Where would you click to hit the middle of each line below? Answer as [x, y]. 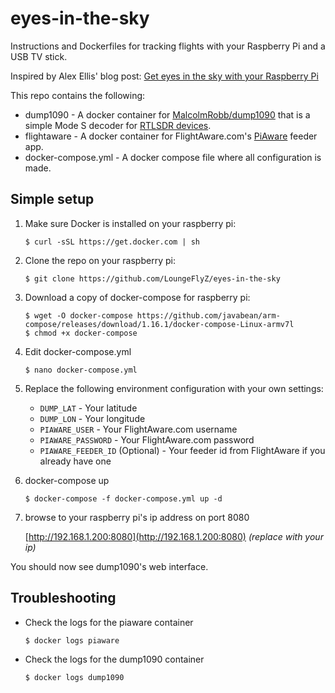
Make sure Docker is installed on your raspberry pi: [130, 223]
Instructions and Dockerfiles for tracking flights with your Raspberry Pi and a [168, 46]
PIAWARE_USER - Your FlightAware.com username [138, 429]
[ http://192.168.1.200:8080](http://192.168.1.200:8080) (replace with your [174, 536]
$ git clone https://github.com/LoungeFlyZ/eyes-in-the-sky [152, 278]
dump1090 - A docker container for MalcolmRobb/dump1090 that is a [167, 114]
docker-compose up [67, 480]
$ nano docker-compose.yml [81, 370]
